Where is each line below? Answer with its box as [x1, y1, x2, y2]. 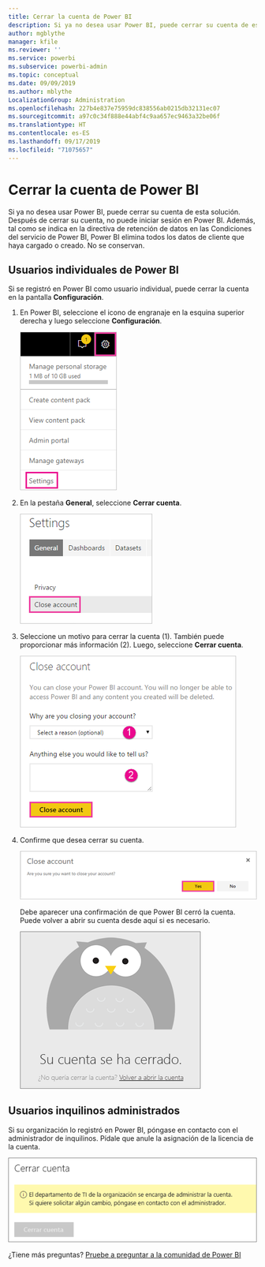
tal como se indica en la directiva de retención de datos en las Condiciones [8, 223, 252, 233]
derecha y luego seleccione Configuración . [19, 316, 162, 326]
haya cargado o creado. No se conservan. [8, 241, 145, 250]
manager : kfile [8, 38, 58, 46]
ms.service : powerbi [8, 54, 77, 62]
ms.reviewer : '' [8, 46, 62, 54]
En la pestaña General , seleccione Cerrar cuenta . [19, 498, 182, 508]
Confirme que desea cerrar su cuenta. [19, 835, 144, 845]
